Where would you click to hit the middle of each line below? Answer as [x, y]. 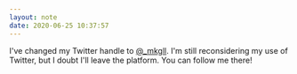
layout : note [33, 17]
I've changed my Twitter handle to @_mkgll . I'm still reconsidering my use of [149, 50]
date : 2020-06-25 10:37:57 [59, 26]
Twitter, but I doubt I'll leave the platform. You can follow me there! [131, 60]
